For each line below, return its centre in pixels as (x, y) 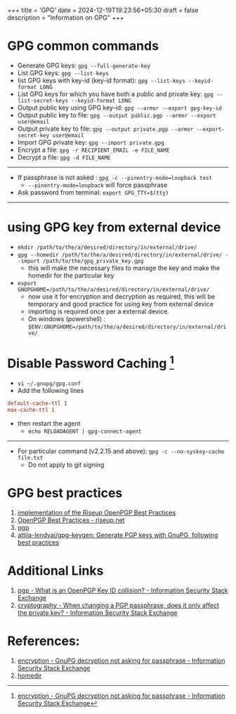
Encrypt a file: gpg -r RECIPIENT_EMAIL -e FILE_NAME (93, 150)
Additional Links (55, 571)
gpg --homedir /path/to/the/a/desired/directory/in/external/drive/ (120, 255)
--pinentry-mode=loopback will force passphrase (98, 185)
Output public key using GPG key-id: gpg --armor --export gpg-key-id (120, 108)
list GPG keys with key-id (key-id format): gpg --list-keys (101, 80)
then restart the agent (49, 423)
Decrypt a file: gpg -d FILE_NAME (64, 157)
